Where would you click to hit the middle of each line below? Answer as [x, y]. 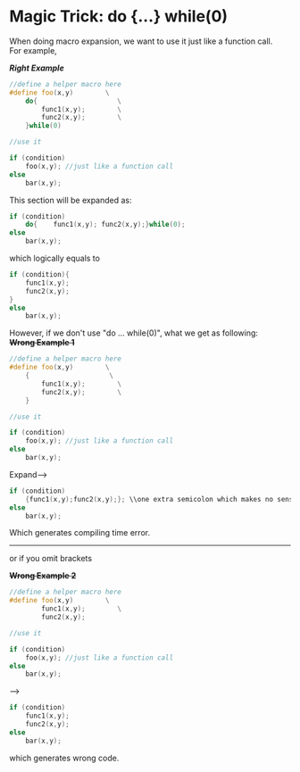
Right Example [37, 68]
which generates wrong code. [64, 758]
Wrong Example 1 [42, 343]
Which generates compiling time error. [79, 533]
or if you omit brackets [50, 559]
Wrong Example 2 [43, 576]
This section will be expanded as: [71, 200]
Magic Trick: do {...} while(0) [119, 17]
